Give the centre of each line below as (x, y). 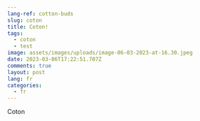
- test (23, 46)
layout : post (26, 72)
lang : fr (20, 79)
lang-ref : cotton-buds (40, 14)
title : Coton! (28, 27)
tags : (15, 33)
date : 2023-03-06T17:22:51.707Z (54, 59)
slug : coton (25, 20)
